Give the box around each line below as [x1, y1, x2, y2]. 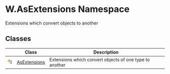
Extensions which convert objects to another [5, 20, 99, 26]
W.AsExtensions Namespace [5, 3, 130, 15]
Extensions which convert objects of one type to [49, 56, 150, 62]
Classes [5, 34, 31, 43]
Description [93, 49, 119, 55]
